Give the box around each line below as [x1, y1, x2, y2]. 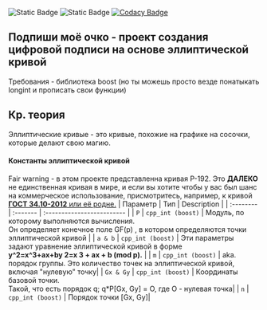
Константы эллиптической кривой [8, 156, 130, 166]
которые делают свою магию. [8, 138, 112, 147]
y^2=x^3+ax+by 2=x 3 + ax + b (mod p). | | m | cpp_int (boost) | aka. [8, 249, 237, 259]
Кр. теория [8, 108, 65, 122]
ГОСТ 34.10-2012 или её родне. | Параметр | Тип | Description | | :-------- [8, 199, 258, 209]
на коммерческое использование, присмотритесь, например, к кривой [8, 190, 253, 200]
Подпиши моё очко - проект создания [8, 30, 209, 44]
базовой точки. [8, 275, 60, 284]
